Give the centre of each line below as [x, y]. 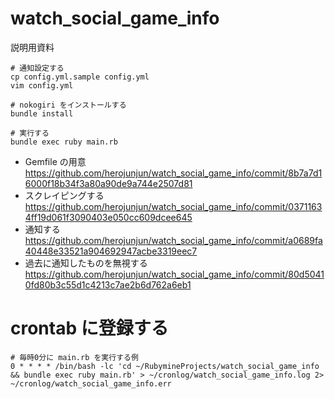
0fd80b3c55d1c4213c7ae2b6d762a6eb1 [108, 284]
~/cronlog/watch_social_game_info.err [91, 383]
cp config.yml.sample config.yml [80, 77]
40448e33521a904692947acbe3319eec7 [111, 251]
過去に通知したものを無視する [86, 263]
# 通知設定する [37, 68]
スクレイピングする [64, 195]
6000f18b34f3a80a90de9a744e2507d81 [108, 183]
